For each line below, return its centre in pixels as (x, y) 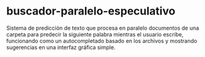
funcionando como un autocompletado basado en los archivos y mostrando (102, 41)
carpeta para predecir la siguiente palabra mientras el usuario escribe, (95, 34)
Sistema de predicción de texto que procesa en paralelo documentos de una (103, 28)
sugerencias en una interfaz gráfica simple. (61, 47)
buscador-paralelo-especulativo (91, 11)
